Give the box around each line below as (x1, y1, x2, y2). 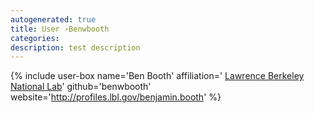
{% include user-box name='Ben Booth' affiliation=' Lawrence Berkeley (10, 70, 305, 82)
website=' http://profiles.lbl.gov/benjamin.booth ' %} (10, 91, 222, 103)
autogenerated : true (10, 14, 97, 25)
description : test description (10, 42, 141, 53)
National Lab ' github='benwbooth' (10, 81, 152, 93)
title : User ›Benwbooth (10, 24, 110, 34)
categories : (10, 33, 60, 43)
